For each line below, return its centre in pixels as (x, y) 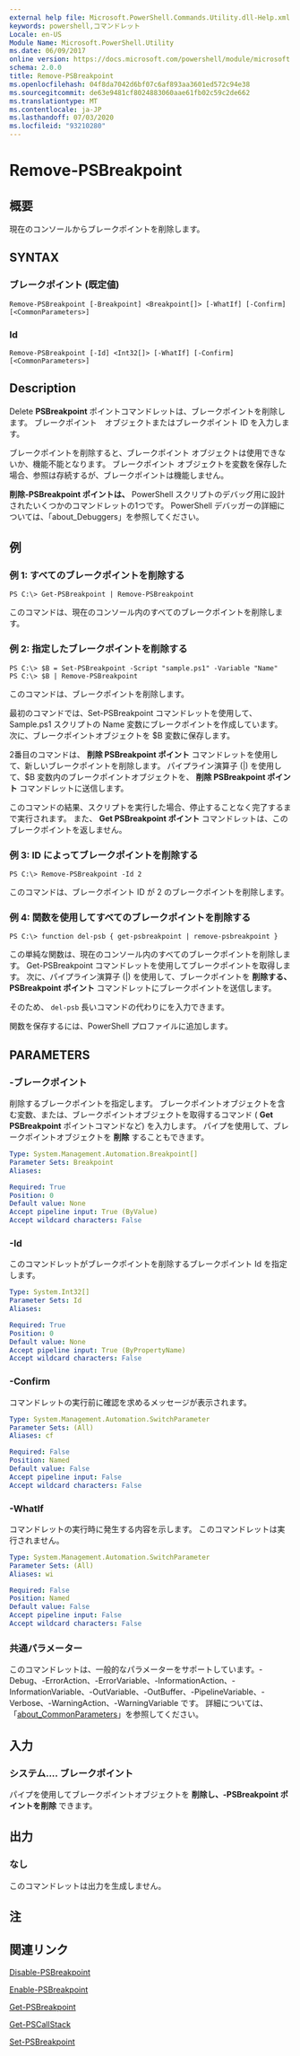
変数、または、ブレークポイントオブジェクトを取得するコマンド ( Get (145, 1115)
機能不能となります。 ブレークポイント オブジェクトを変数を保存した (160, 464)
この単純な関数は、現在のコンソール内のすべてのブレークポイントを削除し (146, 954)
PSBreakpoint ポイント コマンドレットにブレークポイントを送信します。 (143, 988)
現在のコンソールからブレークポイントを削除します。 (107, 229)
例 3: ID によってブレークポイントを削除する (104, 855)
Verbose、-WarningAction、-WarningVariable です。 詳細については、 (139, 1703)
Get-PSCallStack (40, 2024)
